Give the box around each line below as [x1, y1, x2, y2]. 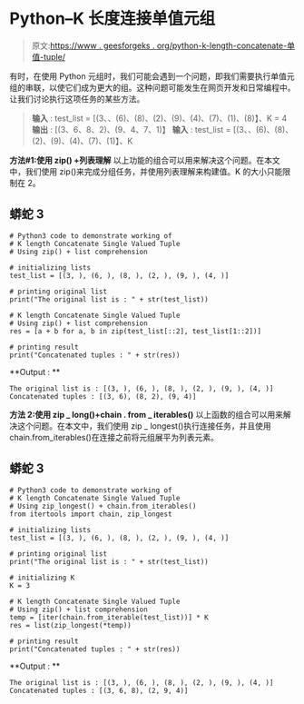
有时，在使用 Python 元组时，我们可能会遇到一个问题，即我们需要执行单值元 [9, 70, 295, 82]
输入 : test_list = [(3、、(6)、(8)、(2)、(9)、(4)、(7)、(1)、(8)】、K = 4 [31, 113, 288, 124]
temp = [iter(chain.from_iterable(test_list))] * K [9, 612, 209, 622]
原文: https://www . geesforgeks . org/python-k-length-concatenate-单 [31, 40, 295, 51]
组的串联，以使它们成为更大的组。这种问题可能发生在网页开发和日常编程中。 [9, 82, 296, 93]
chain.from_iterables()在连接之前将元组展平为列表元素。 [9, 431, 220, 442]
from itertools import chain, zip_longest [9, 510, 172, 519]
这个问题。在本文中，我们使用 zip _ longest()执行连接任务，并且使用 [16, 420, 271, 431]
